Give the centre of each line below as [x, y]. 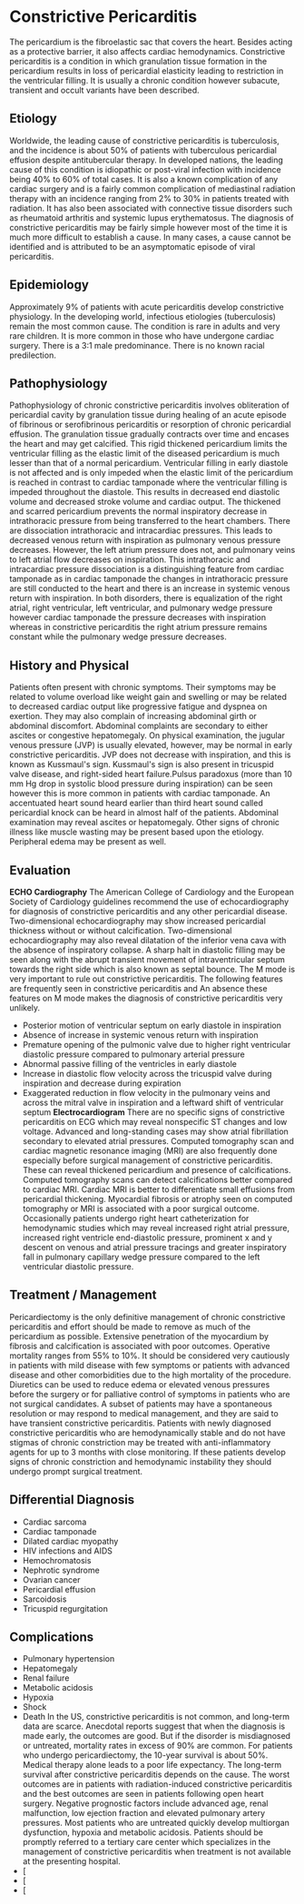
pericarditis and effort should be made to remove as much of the [130, 1327]
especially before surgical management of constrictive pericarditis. [147, 1160]
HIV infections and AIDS [68, 1551]
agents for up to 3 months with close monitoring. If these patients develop [147, 1452]
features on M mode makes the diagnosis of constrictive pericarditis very [146, 998]
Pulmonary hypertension [69, 1659]
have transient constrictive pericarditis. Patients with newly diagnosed [141, 1423]
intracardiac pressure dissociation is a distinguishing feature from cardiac [147, 569]
